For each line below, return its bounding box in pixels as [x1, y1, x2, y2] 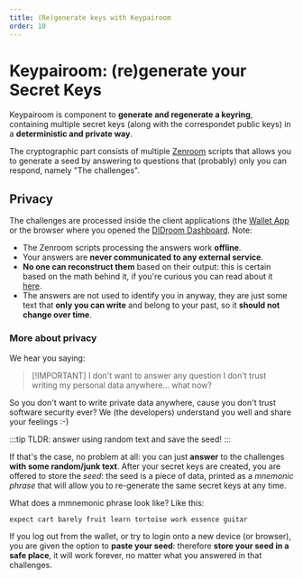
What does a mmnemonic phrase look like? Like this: [9, 497, 205, 508]
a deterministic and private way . [9, 128, 133, 140]
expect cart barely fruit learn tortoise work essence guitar [9, 515, 248, 524]
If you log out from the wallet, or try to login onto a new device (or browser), [9, 530, 291, 541]
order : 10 [9, 22, 47, 31]
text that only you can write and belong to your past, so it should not [22, 299, 280, 311]
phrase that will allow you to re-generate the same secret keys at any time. [9, 480, 287, 491]
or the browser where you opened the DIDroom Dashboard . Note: [9, 225, 252, 235]
